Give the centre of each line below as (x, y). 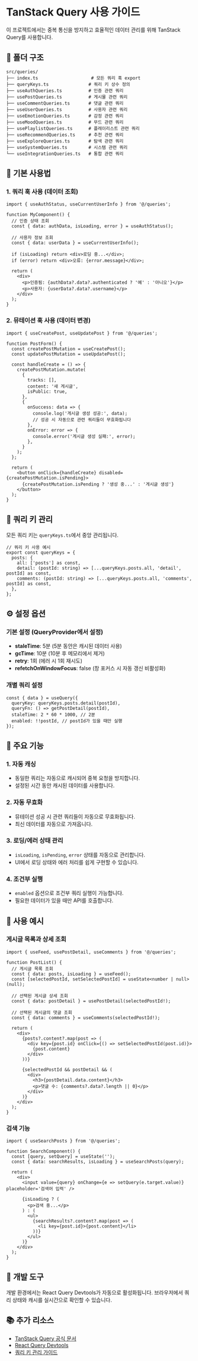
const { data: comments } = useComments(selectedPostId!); (86, 1018)
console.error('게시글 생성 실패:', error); (84, 436)
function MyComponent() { (38, 215)
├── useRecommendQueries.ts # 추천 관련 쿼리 (65, 135)
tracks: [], (42, 380)
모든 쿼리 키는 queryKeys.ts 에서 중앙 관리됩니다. (62, 535)
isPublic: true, (47, 391)
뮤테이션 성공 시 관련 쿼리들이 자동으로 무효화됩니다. (75, 816)
